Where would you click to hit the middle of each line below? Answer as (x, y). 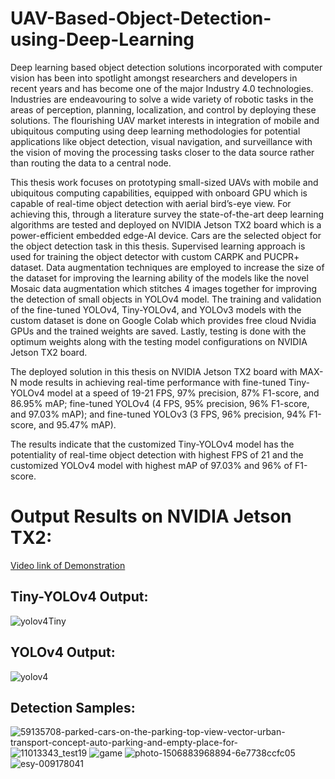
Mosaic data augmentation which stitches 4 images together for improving (164, 288)
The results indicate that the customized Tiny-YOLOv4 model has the (152, 444)
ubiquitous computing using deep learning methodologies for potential (155, 131)
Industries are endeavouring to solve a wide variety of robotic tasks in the (162, 99)
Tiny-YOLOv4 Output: (79, 597)
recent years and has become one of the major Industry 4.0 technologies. (162, 88)
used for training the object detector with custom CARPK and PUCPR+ (155, 256)
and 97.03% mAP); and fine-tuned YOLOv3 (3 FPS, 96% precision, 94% (158, 414)
